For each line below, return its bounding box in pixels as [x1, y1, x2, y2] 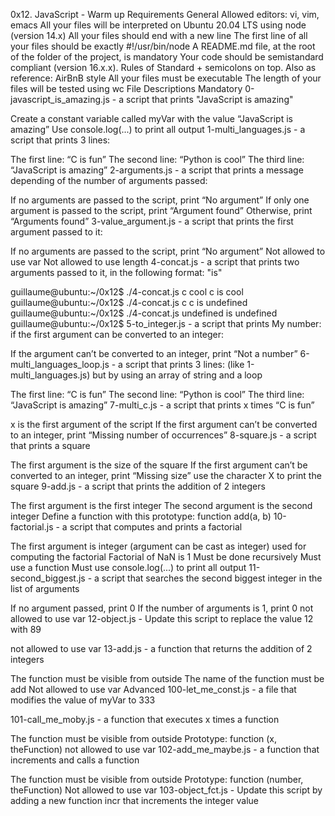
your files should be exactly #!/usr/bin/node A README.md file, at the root [10, 40, 316, 52]
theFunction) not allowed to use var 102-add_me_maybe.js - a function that [10, 744, 320, 755]
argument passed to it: [10, 226, 103, 238]
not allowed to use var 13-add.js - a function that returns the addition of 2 [10, 643, 313, 654]
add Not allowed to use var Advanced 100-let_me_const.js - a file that [10, 684, 297, 695]
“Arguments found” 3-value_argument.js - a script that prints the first [10, 215, 294, 227]
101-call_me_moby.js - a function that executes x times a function [10, 714, 280, 725]
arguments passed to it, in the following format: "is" [10, 267, 223, 278]
